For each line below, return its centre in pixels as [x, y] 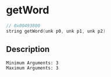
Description [28, 49]
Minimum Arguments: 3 [32, 63]
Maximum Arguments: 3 [32, 68]
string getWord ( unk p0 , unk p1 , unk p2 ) [56, 31]
